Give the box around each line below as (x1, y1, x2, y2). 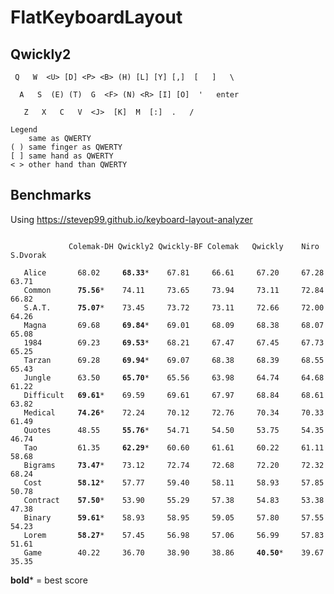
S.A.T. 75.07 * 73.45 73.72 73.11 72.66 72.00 (23, 302, 325, 313)
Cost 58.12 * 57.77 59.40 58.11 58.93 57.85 (23, 477, 325, 488)
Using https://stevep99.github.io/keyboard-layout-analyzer (10, 213, 253, 225)
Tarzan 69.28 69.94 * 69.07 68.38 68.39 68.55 (23, 355, 325, 365)
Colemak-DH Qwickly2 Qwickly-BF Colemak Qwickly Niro (68, 241, 320, 251)
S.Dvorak (10, 250, 47, 260)
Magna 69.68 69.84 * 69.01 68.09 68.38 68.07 (23, 320, 325, 330)
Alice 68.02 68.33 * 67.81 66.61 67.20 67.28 (23, 267, 325, 278)
